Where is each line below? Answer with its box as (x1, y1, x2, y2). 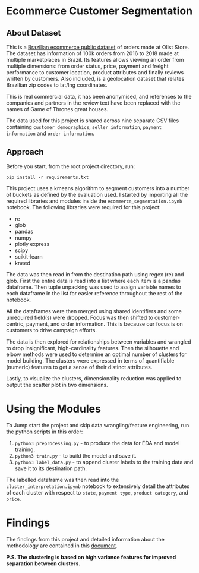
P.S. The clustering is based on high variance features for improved (6, 553, 176, 561)
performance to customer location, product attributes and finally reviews (6, 69, 184, 75)
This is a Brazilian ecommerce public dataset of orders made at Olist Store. (6, 43, 189, 51)
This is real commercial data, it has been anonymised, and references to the (6, 93, 192, 100)
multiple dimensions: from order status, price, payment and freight (6, 62, 169, 70)
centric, (6, 320, 25, 328)
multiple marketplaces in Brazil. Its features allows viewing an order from (6, 56, 184, 63)
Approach (6, 147, 44, 157)
